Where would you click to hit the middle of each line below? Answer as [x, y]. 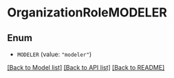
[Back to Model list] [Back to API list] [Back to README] [86, 67]
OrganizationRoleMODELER [87, 13]
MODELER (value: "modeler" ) [54, 54]
